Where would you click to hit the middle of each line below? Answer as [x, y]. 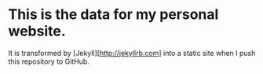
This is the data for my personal [113, 15]
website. [37, 31]
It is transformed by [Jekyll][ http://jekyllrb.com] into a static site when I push [132, 53]
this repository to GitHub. [49, 61]
